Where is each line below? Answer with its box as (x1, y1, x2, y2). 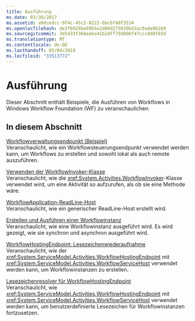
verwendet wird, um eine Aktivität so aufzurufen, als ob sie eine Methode (6, 181, 185, 188)
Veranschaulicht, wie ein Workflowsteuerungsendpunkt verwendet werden (6, 144, 189, 151)
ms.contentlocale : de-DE (6, 42, 68, 48)
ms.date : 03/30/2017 (6, 14, 58, 20)
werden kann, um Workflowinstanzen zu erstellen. (6, 266, 129, 273)
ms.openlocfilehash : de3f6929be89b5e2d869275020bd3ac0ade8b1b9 (6, 25, 166, 32)
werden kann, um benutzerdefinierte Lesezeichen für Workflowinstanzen (6, 303, 185, 310)
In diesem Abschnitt (6, 121, 82, 132)
